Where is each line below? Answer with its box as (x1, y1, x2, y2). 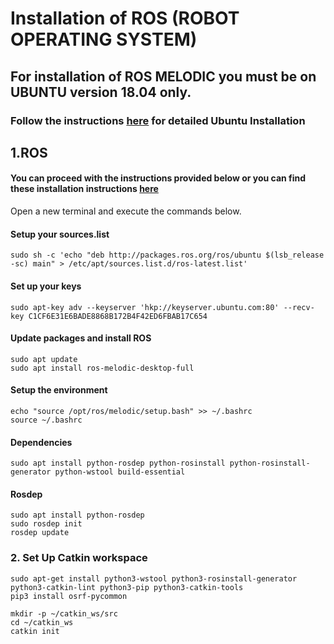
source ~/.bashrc (10, 415, 83, 425)
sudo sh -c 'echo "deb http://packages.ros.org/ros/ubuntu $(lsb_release (10, 250, 325, 261)
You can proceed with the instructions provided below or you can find (10, 172, 307, 184)
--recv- (283, 302, 315, 312)
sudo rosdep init (10, 519, 83, 529)
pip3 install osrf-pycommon (10, 591, 128, 601)
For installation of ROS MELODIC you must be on (10, 68, 317, 85)
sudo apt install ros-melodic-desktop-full (10, 363, 195, 373)
